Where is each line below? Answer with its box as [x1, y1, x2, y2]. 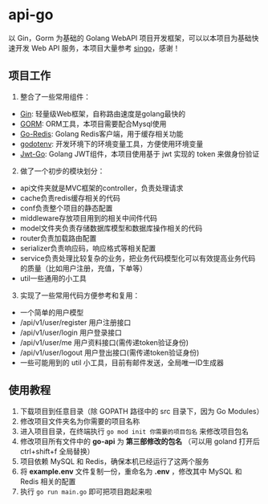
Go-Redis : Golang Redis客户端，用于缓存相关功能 [19, 128, 184, 138]
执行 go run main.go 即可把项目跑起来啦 [19, 486, 152, 496]
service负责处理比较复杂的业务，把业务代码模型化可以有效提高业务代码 [19, 253, 256, 262]
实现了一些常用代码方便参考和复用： [19, 291, 140, 300]
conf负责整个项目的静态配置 [19, 203, 113, 213]
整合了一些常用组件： [19, 91, 91, 101]
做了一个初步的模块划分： [19, 166, 105, 176]
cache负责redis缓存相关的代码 [19, 193, 120, 202]
